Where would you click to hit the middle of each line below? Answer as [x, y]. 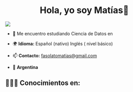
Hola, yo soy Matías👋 [84, 10]
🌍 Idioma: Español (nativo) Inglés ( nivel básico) [62, 43]
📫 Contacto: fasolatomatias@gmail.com [54, 55]
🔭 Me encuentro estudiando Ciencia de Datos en [62, 33]
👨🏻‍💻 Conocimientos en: [43, 83]
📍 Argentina [25, 67]
